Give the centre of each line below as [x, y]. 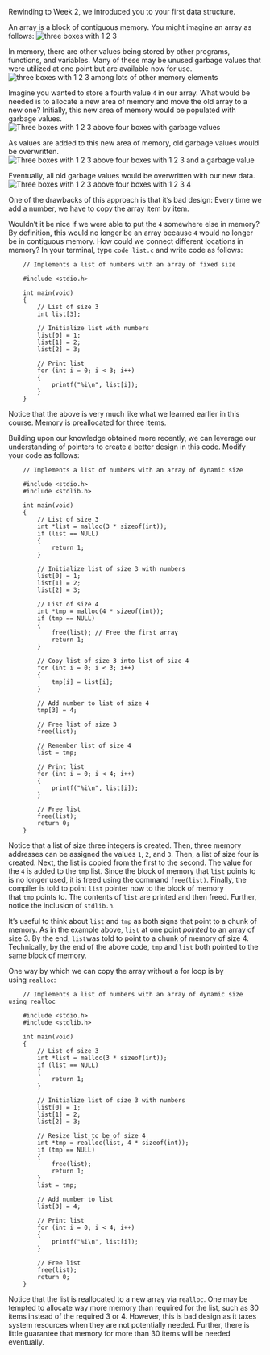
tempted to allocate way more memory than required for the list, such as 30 [134, 1308]
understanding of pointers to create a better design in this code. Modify [127, 447]
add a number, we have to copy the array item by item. [99, 208]
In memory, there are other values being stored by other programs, [119, 51]
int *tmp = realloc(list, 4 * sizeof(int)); [113, 1143]
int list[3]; [59, 314]
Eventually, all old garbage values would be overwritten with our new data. [132, 176]
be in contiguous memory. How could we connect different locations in [126, 241]
